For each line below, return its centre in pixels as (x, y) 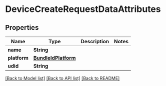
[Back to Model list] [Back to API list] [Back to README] (62, 78)
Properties (22, 28)
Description (95, 42)
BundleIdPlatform (54, 58)
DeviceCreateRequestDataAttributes (83, 9)
